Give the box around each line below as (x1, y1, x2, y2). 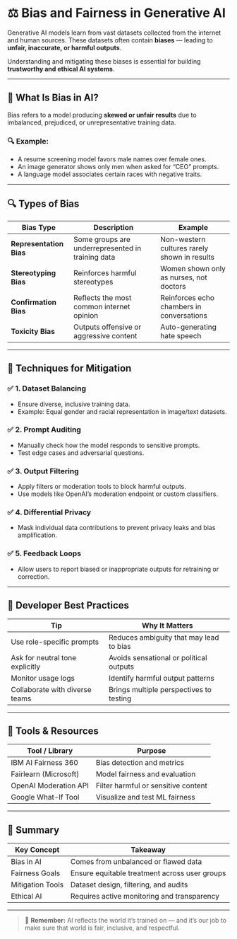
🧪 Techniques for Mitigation (7, 362, 132, 374)
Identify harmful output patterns (108, 673, 215, 683)
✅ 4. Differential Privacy (7, 507, 92, 517)
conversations (160, 310, 208, 320)
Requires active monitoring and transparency (70, 892, 220, 901)
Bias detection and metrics (95, 758, 185, 768)
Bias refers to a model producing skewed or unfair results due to (7, 110, 197, 119)
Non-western (160, 234, 206, 244)
